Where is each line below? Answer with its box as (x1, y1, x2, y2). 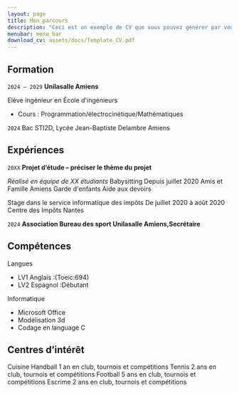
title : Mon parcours (7, 17, 69, 24)
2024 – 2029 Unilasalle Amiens (7, 82, 99, 90)
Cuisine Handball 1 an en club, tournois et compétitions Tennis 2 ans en (7, 362, 217, 371)
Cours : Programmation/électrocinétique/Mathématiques (17, 110, 184, 118)
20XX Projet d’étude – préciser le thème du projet (7, 163, 152, 172)
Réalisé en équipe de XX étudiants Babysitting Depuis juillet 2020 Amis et (7, 177, 223, 185)
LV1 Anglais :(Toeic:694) (17, 273, 90, 281)
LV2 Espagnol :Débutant (17, 281, 89, 289)
